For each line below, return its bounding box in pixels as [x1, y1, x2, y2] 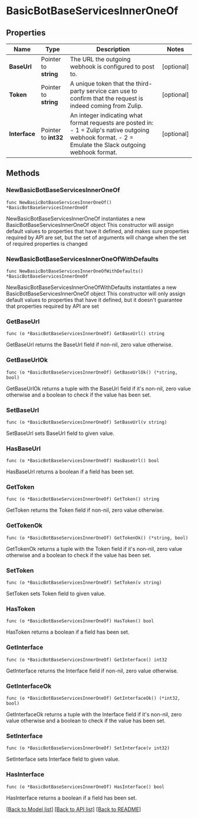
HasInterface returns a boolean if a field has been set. [6, 794, 137, 801]
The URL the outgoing [70, 55, 131, 63]
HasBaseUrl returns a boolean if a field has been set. [6, 468, 134, 475]
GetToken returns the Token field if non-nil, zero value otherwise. [6, 507, 164, 514]
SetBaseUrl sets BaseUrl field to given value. [6, 430, 115, 437]
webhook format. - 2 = [70, 134, 134, 141]
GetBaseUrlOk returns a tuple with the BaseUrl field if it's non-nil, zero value [6, 385, 192, 392]
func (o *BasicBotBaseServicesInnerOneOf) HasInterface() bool [6, 784, 165, 790]
